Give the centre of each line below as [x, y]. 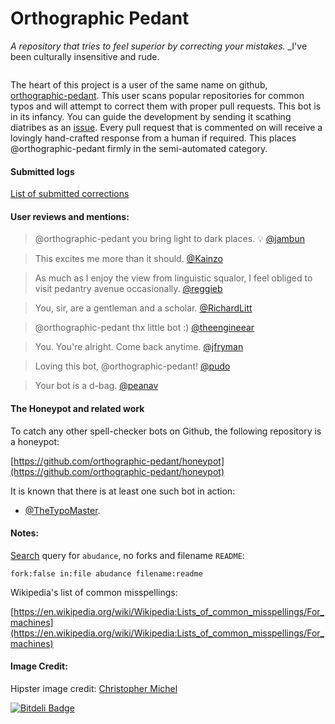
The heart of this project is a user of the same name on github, [139, 84]
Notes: [25, 533]
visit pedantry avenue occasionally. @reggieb [128, 289]
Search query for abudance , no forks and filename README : [127, 555]
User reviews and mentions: [70, 216]
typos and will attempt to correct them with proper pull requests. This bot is [166, 106]
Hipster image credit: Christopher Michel [94, 688]
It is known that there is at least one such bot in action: [123, 491]
